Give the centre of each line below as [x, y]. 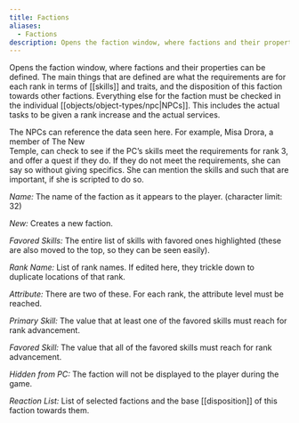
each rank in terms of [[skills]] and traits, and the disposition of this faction [146, 86]
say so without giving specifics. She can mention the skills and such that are [149, 170]
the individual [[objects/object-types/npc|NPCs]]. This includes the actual [145, 106]
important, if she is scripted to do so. [77, 180]
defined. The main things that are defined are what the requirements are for [148, 77]
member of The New [47, 142]
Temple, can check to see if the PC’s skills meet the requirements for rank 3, [149, 151]
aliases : [25, 26]
